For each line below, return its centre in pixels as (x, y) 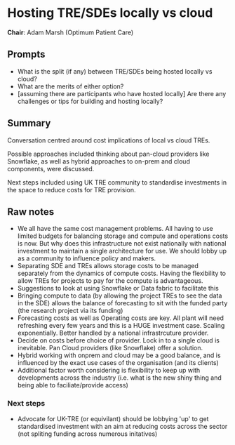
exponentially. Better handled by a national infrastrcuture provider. (113, 333)
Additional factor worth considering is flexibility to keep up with (109, 371)
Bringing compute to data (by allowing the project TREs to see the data (120, 295)
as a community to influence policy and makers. (87, 258)
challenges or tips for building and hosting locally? (90, 101)
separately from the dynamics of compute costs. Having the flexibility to (122, 273)
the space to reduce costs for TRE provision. (72, 190)
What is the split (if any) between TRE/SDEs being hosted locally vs (115, 71)
